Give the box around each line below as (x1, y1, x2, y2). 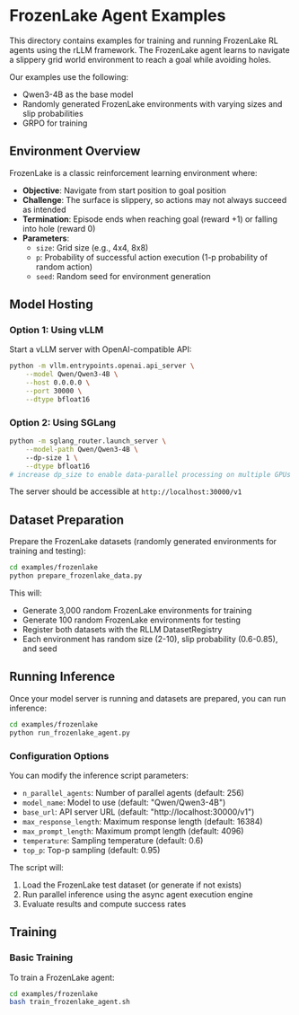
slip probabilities (22, 108, 84, 119)
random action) (35, 261, 92, 272)
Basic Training (9, 951, 74, 964)
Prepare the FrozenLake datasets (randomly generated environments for (9, 536, 277, 547)
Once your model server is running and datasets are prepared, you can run (9, 693, 286, 703)
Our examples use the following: (9, 71, 128, 82)
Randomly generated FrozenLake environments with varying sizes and (22, 98, 283, 109)
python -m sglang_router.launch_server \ (9, 437, 167, 446)
